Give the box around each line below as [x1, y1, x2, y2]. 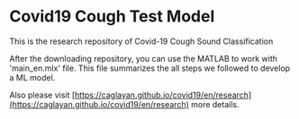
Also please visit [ [9, 89, 76, 100]
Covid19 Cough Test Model [9, 6, 215, 27]
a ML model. [9, 72, 56, 82]
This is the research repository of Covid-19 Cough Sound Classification [9, 36, 274, 47]
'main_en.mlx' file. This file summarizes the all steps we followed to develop [9, 63, 291, 73]
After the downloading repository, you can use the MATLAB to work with [9, 53, 277, 64]
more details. [190, 98, 240, 109]
